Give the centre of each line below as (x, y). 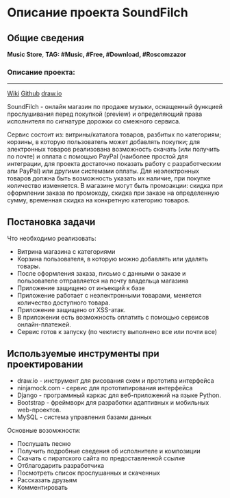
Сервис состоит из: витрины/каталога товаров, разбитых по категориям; (114, 134)
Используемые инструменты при (83, 354)
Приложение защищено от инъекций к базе (81, 288)
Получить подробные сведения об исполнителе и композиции (108, 451)
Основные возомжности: (44, 430)
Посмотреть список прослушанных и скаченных (89, 473)
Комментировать (42, 487)
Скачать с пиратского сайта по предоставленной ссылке (101, 458)
